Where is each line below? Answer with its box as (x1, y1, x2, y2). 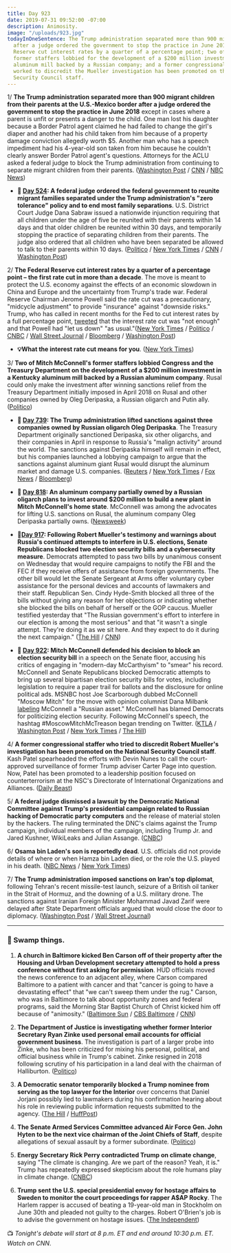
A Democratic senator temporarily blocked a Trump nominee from (16, 1080, 210, 1088)
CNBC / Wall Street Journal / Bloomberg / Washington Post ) (7, 332, 176, 340)
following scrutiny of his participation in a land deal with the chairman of (16, 1060, 222, 1068)
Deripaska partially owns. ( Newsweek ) (16, 517, 126, 525)
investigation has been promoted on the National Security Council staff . (7, 748, 217, 756)
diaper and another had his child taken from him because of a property (7, 129, 208, 138)
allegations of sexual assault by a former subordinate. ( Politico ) (16, 1137, 196, 1146)
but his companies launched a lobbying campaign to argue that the (16, 452, 207, 461)
